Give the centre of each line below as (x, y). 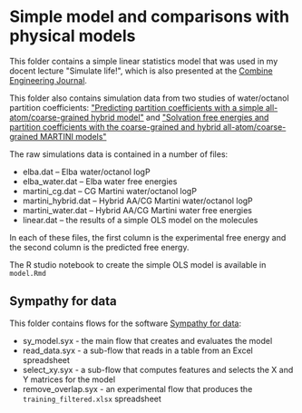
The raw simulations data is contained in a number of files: (119, 154)
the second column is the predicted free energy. (99, 247)
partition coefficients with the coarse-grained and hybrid (115, 127)
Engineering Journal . (49, 80)
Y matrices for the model (69, 379)
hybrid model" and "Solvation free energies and (180, 117)
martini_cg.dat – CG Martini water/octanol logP (110, 191)
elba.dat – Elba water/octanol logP (87, 172)
